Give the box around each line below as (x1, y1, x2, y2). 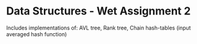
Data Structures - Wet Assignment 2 (6, 4, 191, 18)
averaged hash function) (6, 30, 67, 37)
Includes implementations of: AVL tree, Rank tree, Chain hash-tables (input (6, 24, 191, 31)
